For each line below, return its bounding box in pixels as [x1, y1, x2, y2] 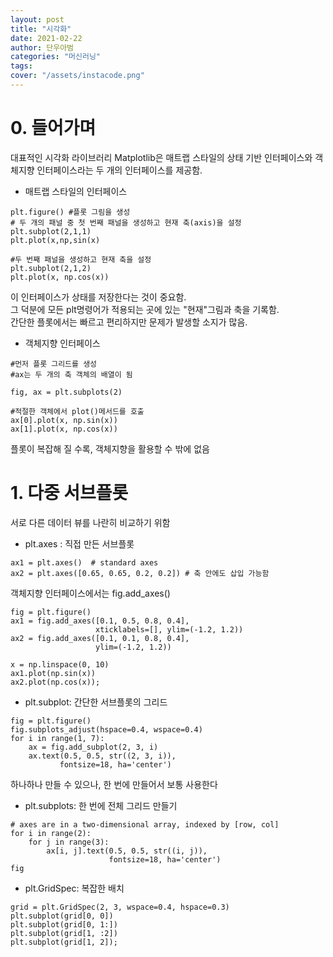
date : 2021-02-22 [10, 33, 83, 43]
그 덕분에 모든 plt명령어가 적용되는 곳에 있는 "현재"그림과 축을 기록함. [10, 303, 280, 315]
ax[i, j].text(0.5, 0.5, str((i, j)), [46, 846, 208, 856]
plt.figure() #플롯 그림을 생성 [10, 207, 131, 217]
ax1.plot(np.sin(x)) [10, 668, 97, 678]
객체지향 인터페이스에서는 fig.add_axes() [10, 587, 171, 599]
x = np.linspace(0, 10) [10, 659, 110, 670]
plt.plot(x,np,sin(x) [10, 235, 101, 245]
